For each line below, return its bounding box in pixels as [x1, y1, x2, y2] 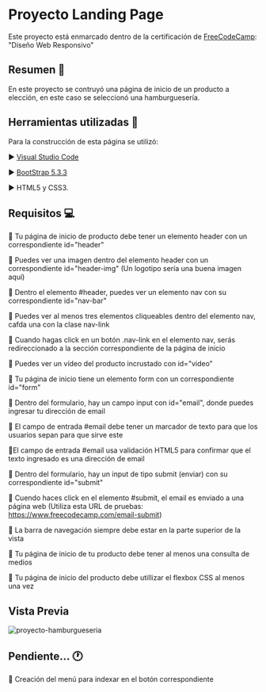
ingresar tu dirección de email [8, 407, 105, 416]
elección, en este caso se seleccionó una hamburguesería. [8, 93, 200, 102]
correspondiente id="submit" [8, 478, 104, 487]
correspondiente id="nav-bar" [8, 296, 107, 306]
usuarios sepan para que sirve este [8, 430, 123, 440]
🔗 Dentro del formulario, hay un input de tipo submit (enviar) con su [8, 469, 228, 479]
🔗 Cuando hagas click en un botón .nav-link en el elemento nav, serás [8, 335, 236, 345]
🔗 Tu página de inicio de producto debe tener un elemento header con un [8, 231, 248, 241]
